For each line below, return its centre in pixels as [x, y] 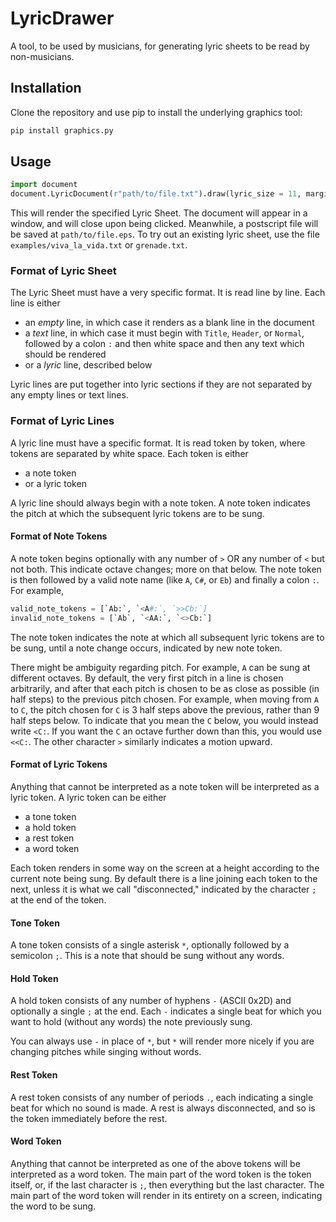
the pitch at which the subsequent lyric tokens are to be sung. [137, 513]
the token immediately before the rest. [89, 1118]
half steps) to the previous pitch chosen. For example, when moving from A [164, 699]
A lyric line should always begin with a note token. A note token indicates [160, 503]
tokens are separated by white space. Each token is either [129, 453]
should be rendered [65, 354]
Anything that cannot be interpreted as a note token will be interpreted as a [165, 786]
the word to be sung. [53, 1206]
